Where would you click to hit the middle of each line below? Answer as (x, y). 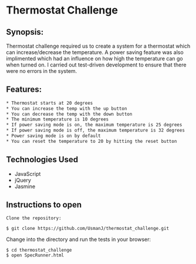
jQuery (23, 180)
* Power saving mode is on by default (53, 136)
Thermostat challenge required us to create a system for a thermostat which (98, 46)
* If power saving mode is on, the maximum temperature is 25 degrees (94, 125)
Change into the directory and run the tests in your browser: (79, 239)
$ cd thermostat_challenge (39, 250)
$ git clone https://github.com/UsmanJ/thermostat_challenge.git (87, 229)
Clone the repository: (34, 218)
